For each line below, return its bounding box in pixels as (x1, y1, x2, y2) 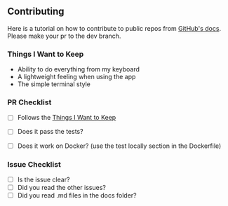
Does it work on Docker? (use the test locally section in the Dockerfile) (17, 142, 222, 150)
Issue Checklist (7, 159, 61, 169)
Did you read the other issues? (17, 183, 107, 191)
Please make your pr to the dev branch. (7, 32, 121, 40)
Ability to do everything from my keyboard (17, 65, 140, 74)
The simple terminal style (17, 80, 91, 88)
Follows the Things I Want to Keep (17, 114, 116, 122)
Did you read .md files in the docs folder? (17, 191, 137, 200)
